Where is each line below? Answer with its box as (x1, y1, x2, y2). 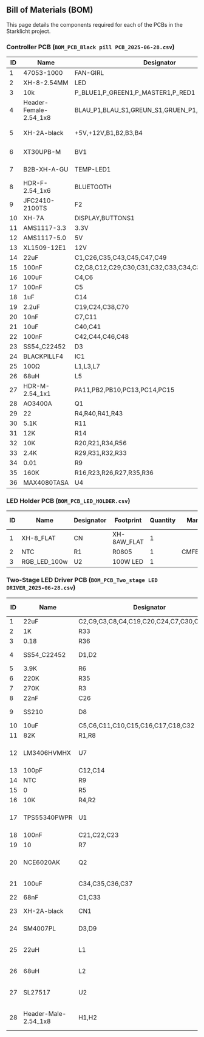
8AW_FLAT (112, 538, 144, 546)
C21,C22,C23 (78, 830, 119, 839)
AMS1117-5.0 (23, 234, 67, 242)
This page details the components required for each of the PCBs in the (6, 21, 183, 28)
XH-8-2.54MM (23, 78, 69, 87)
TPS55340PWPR (23, 813, 73, 822)
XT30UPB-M (23, 148, 61, 156)
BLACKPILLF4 (23, 352, 64, 361)
